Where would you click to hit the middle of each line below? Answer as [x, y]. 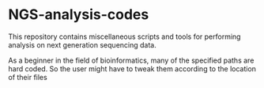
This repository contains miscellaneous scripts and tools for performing [124, 36]
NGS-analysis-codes [79, 15]
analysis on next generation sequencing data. [82, 44]
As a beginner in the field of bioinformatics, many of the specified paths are [131, 60]
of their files [28, 77]
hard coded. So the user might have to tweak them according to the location [132, 68]
